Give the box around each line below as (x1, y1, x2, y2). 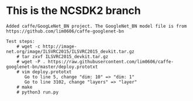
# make (16, 84, 33, 90)
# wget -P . (16, 59, 46, 64)
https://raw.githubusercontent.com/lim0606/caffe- (47, 59, 174, 64)
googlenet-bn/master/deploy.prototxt (6, 64, 98, 70)
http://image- (43, 44, 77, 49)
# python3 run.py (16, 89, 59, 95)
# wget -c (16, 44, 41, 49)
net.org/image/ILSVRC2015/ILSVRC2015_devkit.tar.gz (6, 48, 135, 55)
